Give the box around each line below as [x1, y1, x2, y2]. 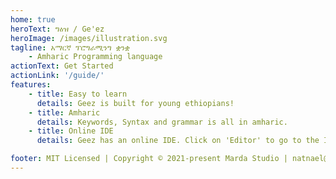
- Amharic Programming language [28, 52, 163, 62]
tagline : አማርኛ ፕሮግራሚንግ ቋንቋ [10, 42, 131, 53]
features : [10, 80, 52, 90]
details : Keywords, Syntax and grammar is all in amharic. [36, 117, 288, 127]
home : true [10, 14, 56, 25]
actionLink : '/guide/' [10, 71, 105, 81]
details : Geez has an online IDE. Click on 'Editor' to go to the [36, 136, 320, 146]
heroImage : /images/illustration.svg [10, 33, 168, 43]
